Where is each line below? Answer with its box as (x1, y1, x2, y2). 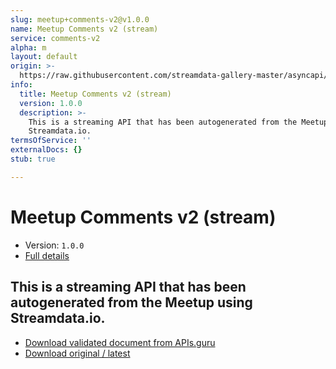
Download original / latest (24, 347, 131, 359)
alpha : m (10, 42, 47, 53)
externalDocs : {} (10, 145, 83, 155)
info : (10, 80, 33, 90)
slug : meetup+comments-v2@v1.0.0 (10, 14, 150, 25)
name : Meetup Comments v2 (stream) (10, 24, 159, 34)
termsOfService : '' (10, 136, 92, 146)
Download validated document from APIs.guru (24, 336, 216, 348)
